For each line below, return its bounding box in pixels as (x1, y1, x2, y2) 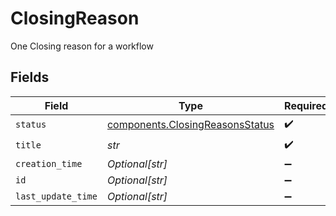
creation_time (15, 158, 83, 169)
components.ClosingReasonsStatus (106, 118, 275, 132)
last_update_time (15, 190, 98, 202)
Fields (10, 69, 50, 86)
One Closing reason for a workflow (10, 40, 154, 52)
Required (284, 98, 329, 112)
